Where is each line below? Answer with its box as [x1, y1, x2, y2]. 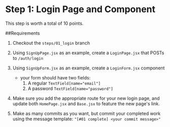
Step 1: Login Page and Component [5, 4, 156, 15]
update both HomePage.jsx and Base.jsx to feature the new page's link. [12, 100, 160, 107]
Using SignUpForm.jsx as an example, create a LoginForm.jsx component [12, 65, 165, 71]
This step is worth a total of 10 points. [5, 20, 84, 26]
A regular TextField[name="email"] [27, 80, 101, 86]
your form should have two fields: [20, 74, 91, 80]
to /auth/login [12, 55, 44, 61]
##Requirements [5, 30, 40, 36]
